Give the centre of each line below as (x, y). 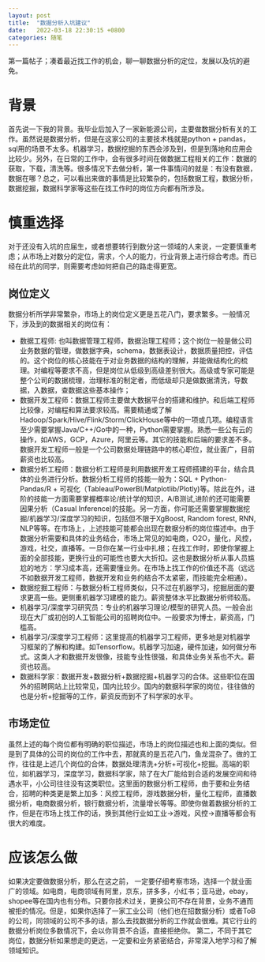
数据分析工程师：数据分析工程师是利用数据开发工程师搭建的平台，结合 (134, 469)
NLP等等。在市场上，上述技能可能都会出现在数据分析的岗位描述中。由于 (137, 528)
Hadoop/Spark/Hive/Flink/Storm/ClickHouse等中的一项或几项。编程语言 (136, 419)
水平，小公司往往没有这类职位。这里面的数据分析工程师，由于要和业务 (129, 784)
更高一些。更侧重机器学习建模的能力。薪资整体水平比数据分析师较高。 (140, 597)
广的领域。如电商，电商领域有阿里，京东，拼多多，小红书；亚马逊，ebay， (130, 891)
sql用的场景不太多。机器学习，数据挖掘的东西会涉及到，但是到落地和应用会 (131, 149)
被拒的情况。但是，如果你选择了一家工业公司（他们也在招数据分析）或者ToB (132, 911)
